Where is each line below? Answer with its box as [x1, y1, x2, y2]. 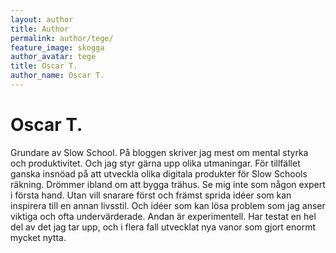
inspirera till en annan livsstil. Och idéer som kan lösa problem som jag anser [10, 199, 326, 211]
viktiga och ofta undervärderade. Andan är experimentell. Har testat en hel [10, 210, 317, 222]
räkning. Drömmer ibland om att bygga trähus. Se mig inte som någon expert [10, 178, 326, 190]
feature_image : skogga [10, 42, 105, 53]
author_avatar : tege [10, 52, 97, 62]
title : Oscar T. [10, 61, 78, 71]
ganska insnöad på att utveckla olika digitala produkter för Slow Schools [10, 167, 308, 180]
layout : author [10, 14, 74, 25]
